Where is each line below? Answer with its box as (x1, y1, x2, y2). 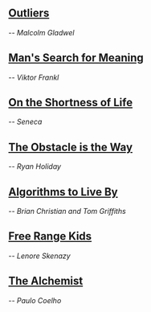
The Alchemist (8, 274, 84, 288)
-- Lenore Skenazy (8, 251, 71, 261)
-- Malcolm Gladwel (8, 27, 75, 37)
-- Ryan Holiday (8, 162, 62, 171)
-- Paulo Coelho (8, 295, 62, 305)
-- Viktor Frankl (8, 72, 59, 82)
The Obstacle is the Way (8, 140, 133, 154)
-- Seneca (8, 117, 43, 127)
